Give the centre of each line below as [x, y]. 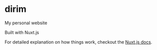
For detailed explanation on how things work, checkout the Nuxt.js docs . [78, 42]
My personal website [26, 23]
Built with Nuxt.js [22, 32]
